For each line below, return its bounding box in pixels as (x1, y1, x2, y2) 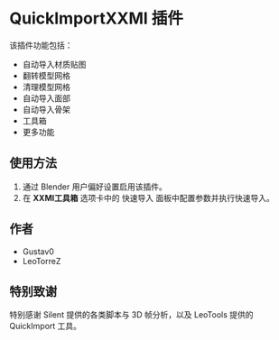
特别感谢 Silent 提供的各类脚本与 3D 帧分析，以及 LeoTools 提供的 (9, 309, 255, 320)
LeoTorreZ (22, 255, 61, 266)
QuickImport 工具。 (9, 321, 82, 332)
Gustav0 (22, 245, 54, 257)
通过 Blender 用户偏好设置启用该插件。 (22, 181, 167, 192)
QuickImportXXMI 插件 (9, 8, 183, 29)
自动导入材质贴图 (22, 59, 87, 69)
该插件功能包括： (9, 40, 73, 51)
